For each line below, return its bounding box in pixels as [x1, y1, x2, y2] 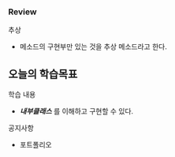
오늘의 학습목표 [8, 67, 78, 80]
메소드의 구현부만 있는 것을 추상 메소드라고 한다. [19, 42, 167, 51]
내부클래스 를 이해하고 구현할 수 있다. [19, 107, 134, 116]
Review [8, 6, 37, 17]
